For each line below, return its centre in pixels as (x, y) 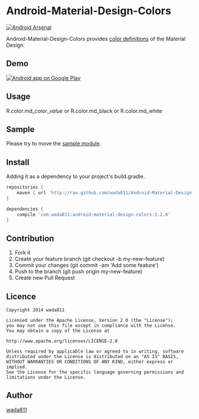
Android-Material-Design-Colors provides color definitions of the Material (96, 38)
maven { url (31, 193)
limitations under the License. (46, 378)
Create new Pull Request (45, 278)
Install (18, 162)
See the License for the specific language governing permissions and (95, 372)
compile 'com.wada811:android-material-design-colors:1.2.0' (94, 214)
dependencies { (25, 209)
